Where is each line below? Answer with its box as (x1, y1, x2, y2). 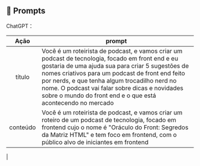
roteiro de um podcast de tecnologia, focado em (41, 116, 177, 124)
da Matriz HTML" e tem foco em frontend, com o (41, 130, 177, 139)
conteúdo (9, 123, 36, 131)
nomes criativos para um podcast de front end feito (41, 69, 186, 77)
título (15, 72, 30, 81)
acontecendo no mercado (41, 98, 114, 107)
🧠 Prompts (6, 6, 46, 16)
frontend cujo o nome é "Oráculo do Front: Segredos (41, 123, 189, 131)
